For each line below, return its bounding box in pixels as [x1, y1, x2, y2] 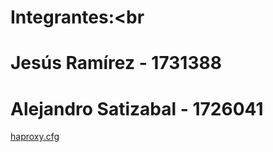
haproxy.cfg [10, 131, 60, 143]
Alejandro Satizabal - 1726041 [10, 97, 264, 120]
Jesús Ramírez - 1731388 [10, 52, 222, 75]
